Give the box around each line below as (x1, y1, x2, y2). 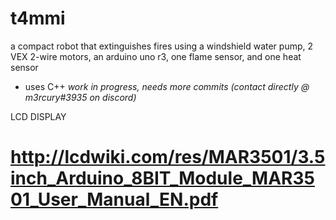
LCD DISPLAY (10, 110, 67, 122)
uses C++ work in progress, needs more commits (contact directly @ (24, 80, 310, 92)
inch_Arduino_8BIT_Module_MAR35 (10, 167, 315, 190)
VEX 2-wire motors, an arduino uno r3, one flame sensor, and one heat (10, 50, 302, 62)
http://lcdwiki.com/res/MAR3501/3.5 (10, 146, 326, 169)
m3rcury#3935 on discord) (24, 91, 137, 103)
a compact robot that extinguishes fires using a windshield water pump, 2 (10, 40, 314, 52)
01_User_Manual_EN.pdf (10, 188, 219, 211)
